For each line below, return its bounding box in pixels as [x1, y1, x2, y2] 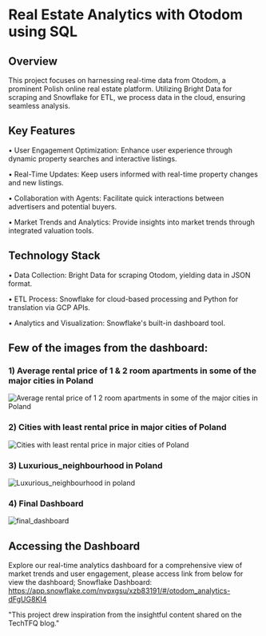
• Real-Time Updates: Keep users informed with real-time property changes [8, 169, 258, 179]
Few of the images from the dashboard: [8, 341, 208, 355]
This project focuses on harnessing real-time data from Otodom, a [8, 76, 226, 85]
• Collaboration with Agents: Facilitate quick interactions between [8, 193, 224, 203]
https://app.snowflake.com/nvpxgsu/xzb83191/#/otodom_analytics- [8, 586, 231, 596]
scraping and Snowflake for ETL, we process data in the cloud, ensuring [8, 93, 246, 101]
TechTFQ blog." [8, 618, 60, 628]
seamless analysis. [8, 101, 70, 110]
